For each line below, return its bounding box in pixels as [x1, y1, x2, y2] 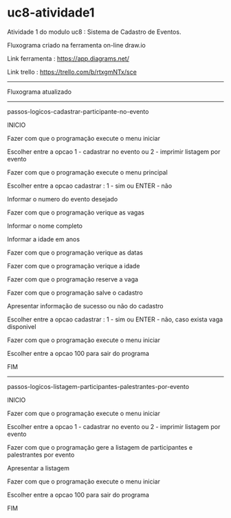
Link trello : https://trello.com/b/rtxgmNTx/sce [7, 68, 137, 76]
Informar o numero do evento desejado [7, 195, 118, 203]
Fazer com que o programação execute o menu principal [7, 168, 168, 177]
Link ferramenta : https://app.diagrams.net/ [7, 54, 129, 63]
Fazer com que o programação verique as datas [7, 248, 143, 257]
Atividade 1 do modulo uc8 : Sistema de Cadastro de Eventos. [7, 28, 181, 36]
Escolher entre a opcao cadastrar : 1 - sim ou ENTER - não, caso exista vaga [7, 315, 223, 323]
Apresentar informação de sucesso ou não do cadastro [7, 301, 164, 310]
